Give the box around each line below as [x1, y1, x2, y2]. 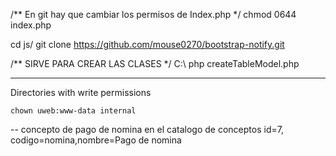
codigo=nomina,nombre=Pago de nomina [10, 134, 182, 146]
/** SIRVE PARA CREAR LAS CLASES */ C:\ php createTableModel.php [10, 58, 300, 69]
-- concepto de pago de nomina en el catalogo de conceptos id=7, [10, 124, 284, 135]
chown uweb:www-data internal [10, 106, 137, 116]
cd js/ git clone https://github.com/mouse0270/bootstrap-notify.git [10, 39, 285, 50]
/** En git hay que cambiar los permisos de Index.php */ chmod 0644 [10, 9, 297, 20]
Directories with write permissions [10, 87, 152, 98]
